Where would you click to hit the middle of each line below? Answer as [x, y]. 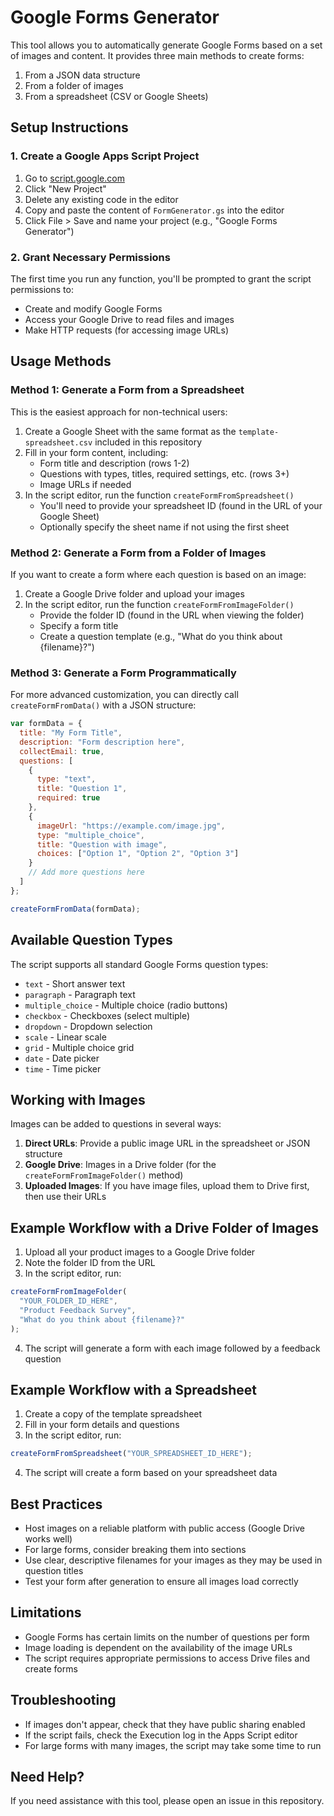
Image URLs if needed [85, 484]
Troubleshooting [63, 1700]
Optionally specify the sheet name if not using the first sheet [164, 527]
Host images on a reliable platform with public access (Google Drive [164, 1528]
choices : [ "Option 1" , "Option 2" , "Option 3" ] [138, 854]
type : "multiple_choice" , [90, 835]
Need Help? [47, 1777]
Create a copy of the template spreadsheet [113, 1414]
